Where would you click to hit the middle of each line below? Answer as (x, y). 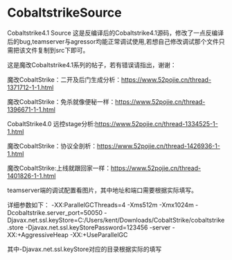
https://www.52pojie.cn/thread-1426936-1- (158, 146)
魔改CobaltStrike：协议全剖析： (52, 146)
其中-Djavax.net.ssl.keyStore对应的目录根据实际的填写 (84, 249)
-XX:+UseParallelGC (99, 234)
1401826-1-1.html (32, 175)
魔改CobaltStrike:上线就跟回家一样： (59, 168)
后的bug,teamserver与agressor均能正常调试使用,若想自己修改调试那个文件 (113, 41)
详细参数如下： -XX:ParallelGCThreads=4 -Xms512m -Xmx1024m (100, 205)
